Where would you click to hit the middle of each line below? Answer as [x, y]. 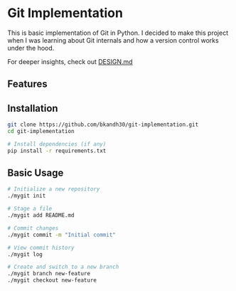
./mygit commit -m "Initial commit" [61, 235]
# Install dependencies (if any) [57, 144]
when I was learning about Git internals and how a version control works [113, 40]
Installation [33, 108]
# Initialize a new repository [54, 189]
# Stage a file [30, 209]
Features [27, 84]
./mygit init [27, 196]
